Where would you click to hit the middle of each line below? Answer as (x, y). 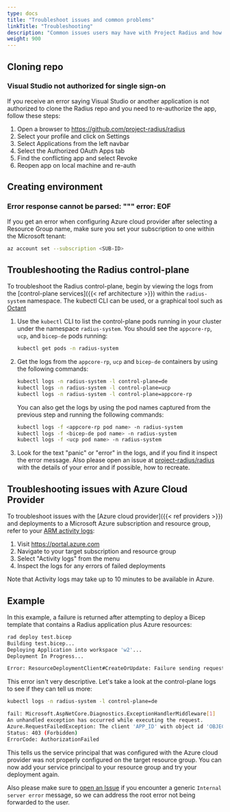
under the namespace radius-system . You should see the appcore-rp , (114, 329)
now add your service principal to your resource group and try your (102, 767)
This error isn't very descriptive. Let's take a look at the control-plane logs (112, 682)
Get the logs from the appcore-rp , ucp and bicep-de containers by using (117, 362)
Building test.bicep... (41, 643)
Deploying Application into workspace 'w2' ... (75, 650)
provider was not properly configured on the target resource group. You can (114, 760)
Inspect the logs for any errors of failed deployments (91, 566)
